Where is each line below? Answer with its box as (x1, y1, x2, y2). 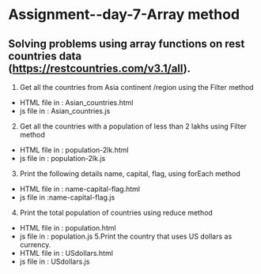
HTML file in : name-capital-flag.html (19, 184, 141, 193)
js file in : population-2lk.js (19, 154, 106, 163)
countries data (8, 49, 82, 62)
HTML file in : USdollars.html (19, 249, 113, 257)
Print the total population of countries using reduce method (19, 208, 214, 217)
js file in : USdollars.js (19, 257, 90, 266)
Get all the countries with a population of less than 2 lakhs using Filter (19, 122, 248, 131)
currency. (19, 240, 51, 250)
